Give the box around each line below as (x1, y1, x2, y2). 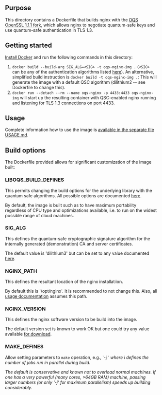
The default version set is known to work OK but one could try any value (5, 326, 149, 332)
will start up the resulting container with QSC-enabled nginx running (20, 94, 156, 100)
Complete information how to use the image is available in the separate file (5, 127, 154, 133)
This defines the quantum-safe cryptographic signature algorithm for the (5, 236, 150, 242)
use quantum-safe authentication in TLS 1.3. (5, 27, 93, 33)
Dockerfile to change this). (12, 84, 65, 90)
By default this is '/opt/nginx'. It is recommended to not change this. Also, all (5, 288, 158, 294)
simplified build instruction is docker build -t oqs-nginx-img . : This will (12, 74, 157, 80)
